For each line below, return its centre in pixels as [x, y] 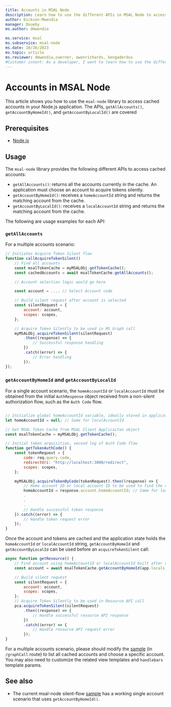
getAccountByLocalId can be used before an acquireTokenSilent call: [77, 549]
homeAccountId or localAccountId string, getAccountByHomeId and [73, 544]
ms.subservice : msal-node [33, 43]
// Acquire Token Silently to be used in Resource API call [79, 601]
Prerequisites [27, 128]
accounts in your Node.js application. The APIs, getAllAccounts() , [75, 107]
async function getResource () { [39, 559]
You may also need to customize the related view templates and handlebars [84, 660]
